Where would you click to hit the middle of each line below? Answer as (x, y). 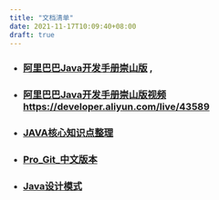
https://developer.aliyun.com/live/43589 (116, 107)
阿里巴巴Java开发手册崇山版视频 (94, 95)
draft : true (32, 35)
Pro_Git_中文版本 (60, 160)
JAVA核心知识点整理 (68, 133)
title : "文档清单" (42, 18)
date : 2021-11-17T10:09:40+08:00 (73, 26)
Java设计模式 (52, 185)
